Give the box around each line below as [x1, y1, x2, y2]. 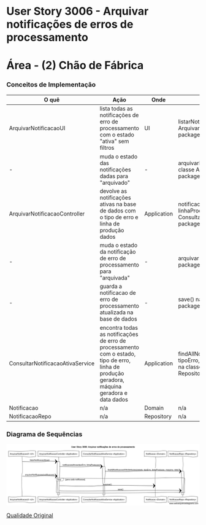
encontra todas [99, 324, 138, 331]
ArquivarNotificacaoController [9, 210, 85, 217]
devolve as [99, 187, 128, 195]
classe [178, 166, 195, 173]
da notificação [99, 248, 136, 255]
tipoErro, [178, 356, 200, 364]
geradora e [99, 389, 128, 397]
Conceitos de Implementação [6, 80, 96, 89]
